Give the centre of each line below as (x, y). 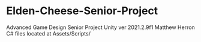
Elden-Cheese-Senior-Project (82, 11)
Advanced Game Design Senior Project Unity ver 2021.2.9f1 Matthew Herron (100, 27)
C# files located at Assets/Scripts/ (49, 33)
